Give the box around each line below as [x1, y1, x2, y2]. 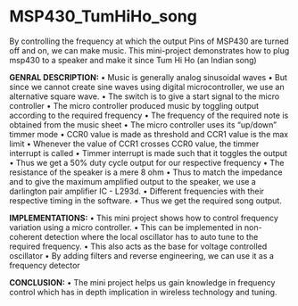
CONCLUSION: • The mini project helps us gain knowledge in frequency [9, 277, 276, 287]
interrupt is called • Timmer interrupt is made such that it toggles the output [9, 147, 288, 158]
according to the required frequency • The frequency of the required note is [9, 110, 289, 120]
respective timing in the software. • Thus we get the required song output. [9, 194, 283, 206]
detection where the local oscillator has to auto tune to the [44, 231, 259, 242]
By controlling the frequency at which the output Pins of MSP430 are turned [9, 36, 289, 46]
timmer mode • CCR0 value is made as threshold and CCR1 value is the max [9, 128, 289, 139]
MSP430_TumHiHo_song [9, 6, 198, 27]
